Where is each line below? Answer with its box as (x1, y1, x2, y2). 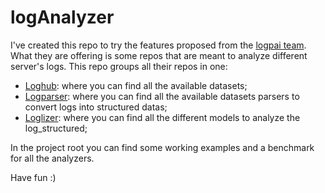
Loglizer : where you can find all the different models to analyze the (24, 111, 301, 123)
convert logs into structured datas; (24, 101, 168, 113)
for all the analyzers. (10, 152, 95, 164)
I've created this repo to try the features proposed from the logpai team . (10, 39, 307, 51)
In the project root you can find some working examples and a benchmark (10, 141, 315, 153)
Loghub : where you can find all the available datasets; (24, 79, 248, 91)
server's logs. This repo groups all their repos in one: (10, 60, 228, 72)
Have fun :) (10, 171, 57, 183)
